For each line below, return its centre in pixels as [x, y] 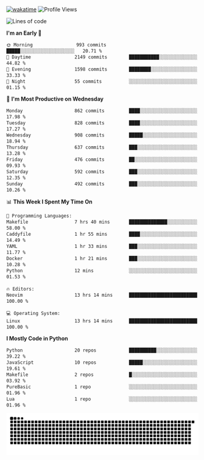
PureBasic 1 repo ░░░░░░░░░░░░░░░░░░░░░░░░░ [102, 387]
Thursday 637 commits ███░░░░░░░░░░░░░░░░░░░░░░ [102, 147]
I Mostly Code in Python [37, 338]
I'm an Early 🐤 [24, 33]
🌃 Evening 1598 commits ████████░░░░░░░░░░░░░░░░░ [102, 69]
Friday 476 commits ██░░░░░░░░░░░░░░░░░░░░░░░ [102, 160]
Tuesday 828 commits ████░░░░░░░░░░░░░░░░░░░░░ [102, 123]
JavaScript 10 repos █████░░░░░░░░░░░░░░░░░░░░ [102, 363]
